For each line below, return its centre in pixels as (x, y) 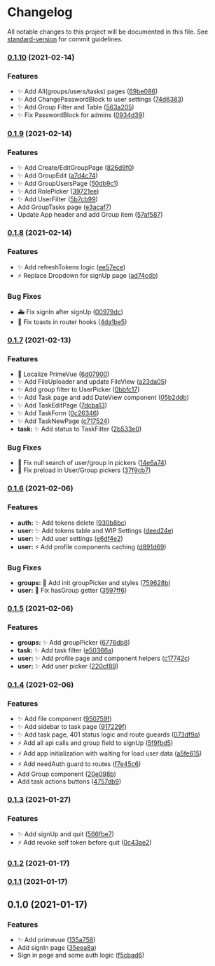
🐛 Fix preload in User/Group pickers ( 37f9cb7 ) (84, 470)
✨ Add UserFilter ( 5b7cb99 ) (57, 199)
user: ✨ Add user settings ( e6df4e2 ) (70, 538)
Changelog (40, 12)
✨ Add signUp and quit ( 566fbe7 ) (65, 834)
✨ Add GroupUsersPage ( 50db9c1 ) (68, 184)
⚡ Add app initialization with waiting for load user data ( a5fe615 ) (110, 753)
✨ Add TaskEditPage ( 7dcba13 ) (62, 405)
